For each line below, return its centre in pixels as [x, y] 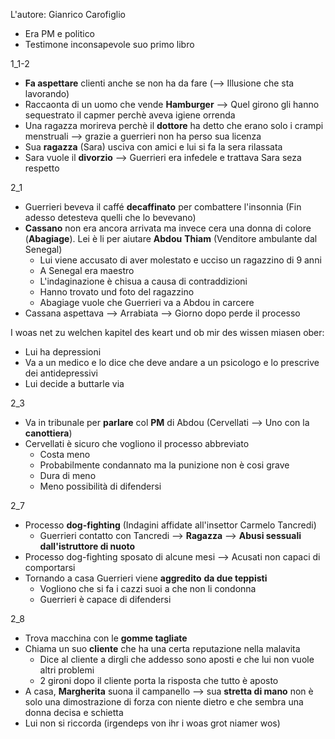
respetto [42, 168]
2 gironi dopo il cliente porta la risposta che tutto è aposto [159, 680]
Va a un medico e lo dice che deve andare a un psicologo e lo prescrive [172, 362]
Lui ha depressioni [63, 352]
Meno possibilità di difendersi [100, 486]
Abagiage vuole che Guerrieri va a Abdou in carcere [147, 302]
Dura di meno [68, 475]
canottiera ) [48, 433]
